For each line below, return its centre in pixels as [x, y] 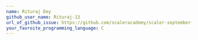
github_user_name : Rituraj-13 [43, 17]
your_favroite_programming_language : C [55, 28]
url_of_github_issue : [33, 22]
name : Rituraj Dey [29, 11]
